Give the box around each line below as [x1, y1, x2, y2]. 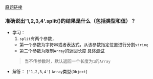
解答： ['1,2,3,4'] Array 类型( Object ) [12, 69, 88, 75]
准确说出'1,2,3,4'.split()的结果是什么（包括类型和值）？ [5, 18, 136, 24]
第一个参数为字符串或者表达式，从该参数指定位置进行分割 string [19, 42, 149, 48]
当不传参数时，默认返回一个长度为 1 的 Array [24, 58, 111, 64]
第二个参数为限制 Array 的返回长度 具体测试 [19, 48, 105, 54]
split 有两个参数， [19, 36, 57, 41]
